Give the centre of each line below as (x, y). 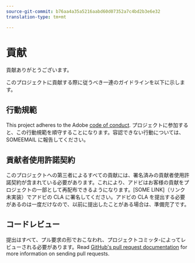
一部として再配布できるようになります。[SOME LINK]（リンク (111, 190)
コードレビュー (33, 225)
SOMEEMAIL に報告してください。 (48, 140)
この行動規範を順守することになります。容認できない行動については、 (100, 133)
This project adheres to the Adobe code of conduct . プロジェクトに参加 (92, 125)
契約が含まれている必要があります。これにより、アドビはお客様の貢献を (97, 182)
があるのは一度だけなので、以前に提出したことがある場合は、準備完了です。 (98, 205)
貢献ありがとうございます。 (39, 70)
